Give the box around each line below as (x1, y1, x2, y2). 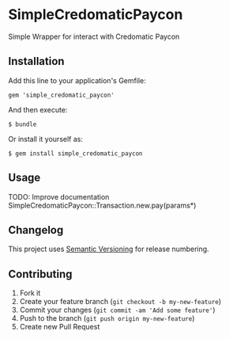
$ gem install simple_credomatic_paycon (8, 149, 144, 158)
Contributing (8, 267, 73, 280)
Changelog (8, 223, 64, 237)
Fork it (19, 288, 41, 298)
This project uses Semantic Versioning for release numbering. (8, 244, 209, 254)
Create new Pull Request (19, 322, 100, 332)
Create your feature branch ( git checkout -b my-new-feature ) (19, 297, 222, 307)
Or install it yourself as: (8, 134, 83, 143)
